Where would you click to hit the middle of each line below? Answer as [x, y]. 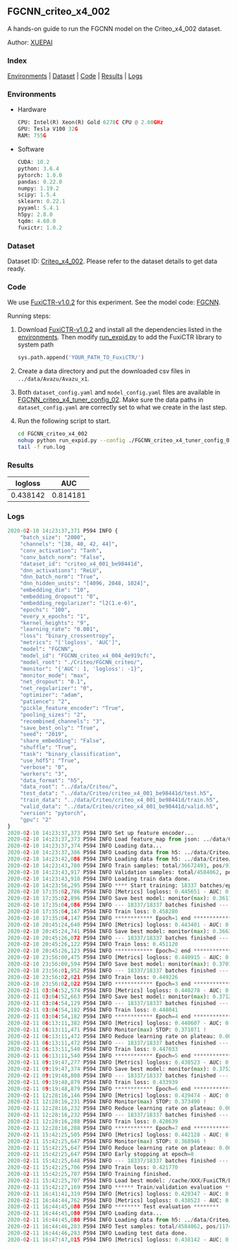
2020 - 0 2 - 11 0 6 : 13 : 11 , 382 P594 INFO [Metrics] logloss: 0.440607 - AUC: [115, 1023]
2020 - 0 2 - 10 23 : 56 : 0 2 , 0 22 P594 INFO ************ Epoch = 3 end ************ [120, 984]
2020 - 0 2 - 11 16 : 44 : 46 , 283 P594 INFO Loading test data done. [98, 1233]
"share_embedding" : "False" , [63, 741]
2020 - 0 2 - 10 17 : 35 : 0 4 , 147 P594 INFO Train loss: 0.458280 [93, 912]
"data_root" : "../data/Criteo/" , [69, 787]
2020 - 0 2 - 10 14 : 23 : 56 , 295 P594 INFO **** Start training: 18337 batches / [116, 885]
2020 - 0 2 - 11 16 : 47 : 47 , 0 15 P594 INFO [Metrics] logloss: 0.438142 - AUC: [115, 1239]
